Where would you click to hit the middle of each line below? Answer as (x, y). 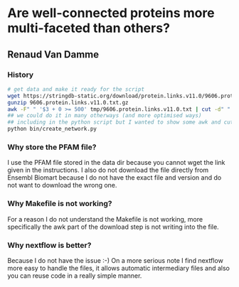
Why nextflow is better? (49, 245)
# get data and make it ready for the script (76, 89)
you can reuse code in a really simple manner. (75, 276)
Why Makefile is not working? (60, 204)
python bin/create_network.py (52, 129)
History (21, 75)
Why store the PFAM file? (52, 147)
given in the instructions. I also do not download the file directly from (108, 170)
